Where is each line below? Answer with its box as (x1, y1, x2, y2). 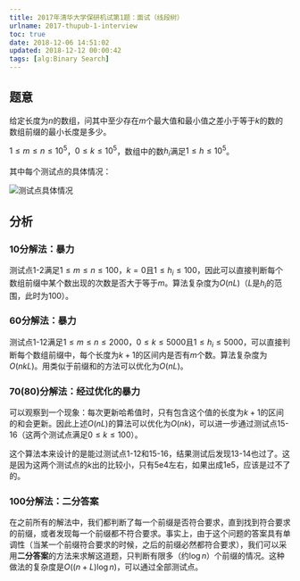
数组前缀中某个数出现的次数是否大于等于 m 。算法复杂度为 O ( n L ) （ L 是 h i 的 (9, 278, 275, 290)
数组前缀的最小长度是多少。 (9, 126, 112, 137)
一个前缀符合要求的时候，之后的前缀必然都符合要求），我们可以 (47, 539, 279, 550)
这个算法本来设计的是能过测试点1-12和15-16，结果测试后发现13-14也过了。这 (9, 448, 290, 459)
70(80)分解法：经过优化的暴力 (9, 385, 141, 397)
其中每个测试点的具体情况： (9, 166, 112, 177)
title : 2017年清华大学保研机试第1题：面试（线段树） (9, 12, 184, 22)
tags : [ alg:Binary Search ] (9, 54, 110, 63)
